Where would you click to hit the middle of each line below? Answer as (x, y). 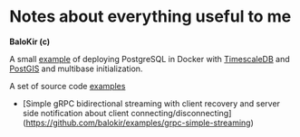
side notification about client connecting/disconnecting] (127, 113)
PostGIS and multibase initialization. (76, 68)
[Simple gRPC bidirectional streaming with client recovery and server (151, 103)
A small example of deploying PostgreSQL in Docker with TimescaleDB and (150, 59)
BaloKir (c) (30, 41)
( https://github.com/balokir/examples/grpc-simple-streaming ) (138, 123)
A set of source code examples (68, 86)
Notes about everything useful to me (150, 17)
